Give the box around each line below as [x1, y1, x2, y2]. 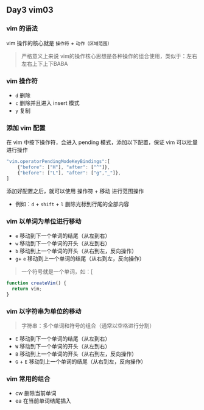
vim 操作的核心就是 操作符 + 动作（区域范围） [6, 39, 113, 46]
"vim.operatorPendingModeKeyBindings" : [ [6, 159, 111, 165]
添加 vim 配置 [6, 123, 46, 132]
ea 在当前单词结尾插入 [15, 397, 71, 405]
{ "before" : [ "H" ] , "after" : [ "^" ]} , [17, 164, 111, 170]
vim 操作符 [6, 76, 38, 85]
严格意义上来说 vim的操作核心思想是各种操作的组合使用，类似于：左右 [21, 52, 198, 60]
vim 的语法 [6, 24, 38, 33]
